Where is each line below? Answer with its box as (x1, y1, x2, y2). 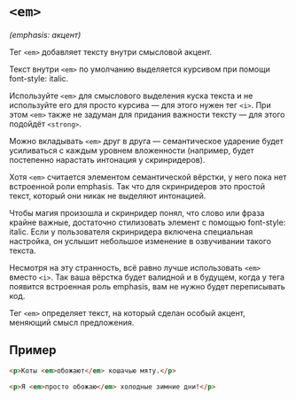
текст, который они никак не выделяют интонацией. (9, 190, 206, 201)
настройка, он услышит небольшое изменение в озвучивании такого (9, 235, 272, 246)
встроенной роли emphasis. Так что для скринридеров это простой (9, 181, 266, 191)
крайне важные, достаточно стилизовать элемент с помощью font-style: (9, 217, 286, 227)
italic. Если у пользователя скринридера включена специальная (9, 226, 253, 237)
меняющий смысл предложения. (9, 317, 135, 327)
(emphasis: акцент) (9, 29, 82, 40)
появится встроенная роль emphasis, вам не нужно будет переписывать (9, 281, 285, 291)
